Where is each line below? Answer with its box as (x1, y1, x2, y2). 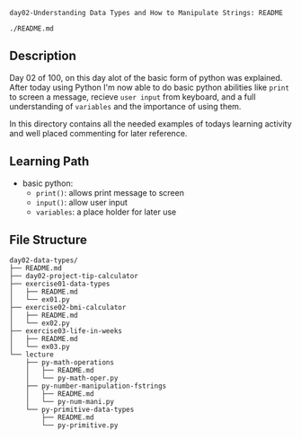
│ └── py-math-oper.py (25, 373, 119, 383)
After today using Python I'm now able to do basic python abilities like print (9, 82, 290, 92)
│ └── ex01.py (9, 295, 70, 304)
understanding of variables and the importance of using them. (9, 101, 242, 111)
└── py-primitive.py (41, 421, 119, 430)
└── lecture (9, 350, 54, 359)
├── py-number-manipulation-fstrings (25, 382, 167, 391)
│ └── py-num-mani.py (25, 398, 115, 407)
